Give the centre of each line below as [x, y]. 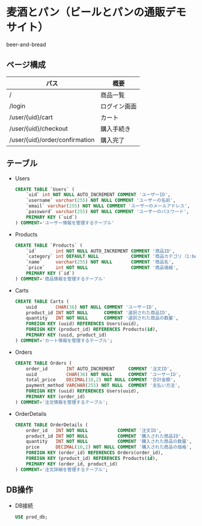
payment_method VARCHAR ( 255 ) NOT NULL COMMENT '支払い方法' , [103, 386]
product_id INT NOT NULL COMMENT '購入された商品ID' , [105, 436]
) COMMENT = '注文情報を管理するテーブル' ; [61, 402]
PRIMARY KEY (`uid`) [52, 217]
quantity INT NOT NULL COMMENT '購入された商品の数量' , [109, 442]
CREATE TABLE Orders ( [43, 363]
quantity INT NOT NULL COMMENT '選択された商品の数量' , [102, 318]
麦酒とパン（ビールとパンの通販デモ [96, 12]
